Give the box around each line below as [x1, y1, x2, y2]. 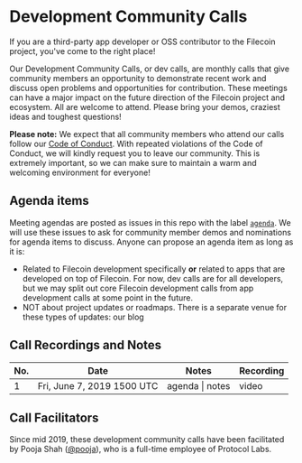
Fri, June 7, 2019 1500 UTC [37, 379, 159, 392]
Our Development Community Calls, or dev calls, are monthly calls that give [9, 63, 290, 74]
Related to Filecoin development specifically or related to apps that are [22, 264, 286, 274]
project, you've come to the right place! [9, 45, 156, 56]
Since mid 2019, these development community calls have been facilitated [9, 434, 285, 445]
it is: [9, 245, 25, 256]
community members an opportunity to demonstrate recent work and [9, 72, 267, 83]
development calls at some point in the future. [22, 292, 194, 303]
